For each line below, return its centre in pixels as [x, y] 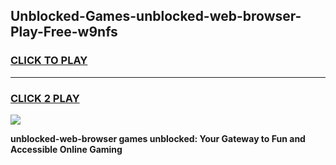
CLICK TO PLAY [49, 61]
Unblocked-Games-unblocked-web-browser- [156, 16]
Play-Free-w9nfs [64, 32]
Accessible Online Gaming [66, 149]
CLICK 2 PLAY [45, 98]
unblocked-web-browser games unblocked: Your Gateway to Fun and [158, 138]
